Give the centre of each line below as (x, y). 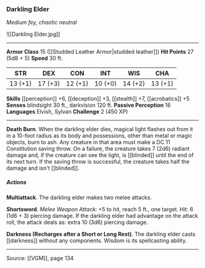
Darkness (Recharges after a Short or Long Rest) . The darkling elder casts (101, 234)
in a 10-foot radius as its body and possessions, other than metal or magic (99, 136)
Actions (16, 182)
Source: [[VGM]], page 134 (40, 258)
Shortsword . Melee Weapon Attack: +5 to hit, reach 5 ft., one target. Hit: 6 (100, 209)
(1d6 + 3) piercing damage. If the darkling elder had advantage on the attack (102, 216)
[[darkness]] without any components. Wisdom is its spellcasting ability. (97, 241)
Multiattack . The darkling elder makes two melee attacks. (79, 198)
